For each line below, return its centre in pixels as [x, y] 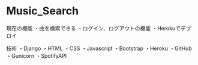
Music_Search [43, 11]
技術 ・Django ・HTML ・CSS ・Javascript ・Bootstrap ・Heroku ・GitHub [99, 48]
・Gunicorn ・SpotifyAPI [37, 55]
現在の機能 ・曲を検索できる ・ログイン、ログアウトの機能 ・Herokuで [94, 28]
